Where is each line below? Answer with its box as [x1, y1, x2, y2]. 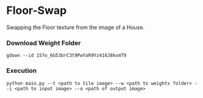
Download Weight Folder [6, 39, 81, 47]
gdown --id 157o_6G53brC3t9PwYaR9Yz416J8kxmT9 [6, 53, 127, 59]
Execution [6, 67, 37, 75]
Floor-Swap [6, 4, 67, 18]
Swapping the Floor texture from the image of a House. [6, 24, 145, 31]
